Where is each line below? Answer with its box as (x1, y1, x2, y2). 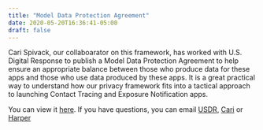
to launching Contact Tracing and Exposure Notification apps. (8, 90, 209, 99)
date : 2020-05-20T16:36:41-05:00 (8, 19, 118, 27)
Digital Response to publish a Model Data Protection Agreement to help (8, 56, 239, 65)
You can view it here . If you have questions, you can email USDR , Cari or (8, 105, 243, 114)
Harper (8, 113, 31, 123)
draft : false (8, 26, 51, 34)
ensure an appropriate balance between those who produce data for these (8, 65, 250, 74)
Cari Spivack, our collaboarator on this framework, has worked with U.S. (8, 48, 243, 58)
